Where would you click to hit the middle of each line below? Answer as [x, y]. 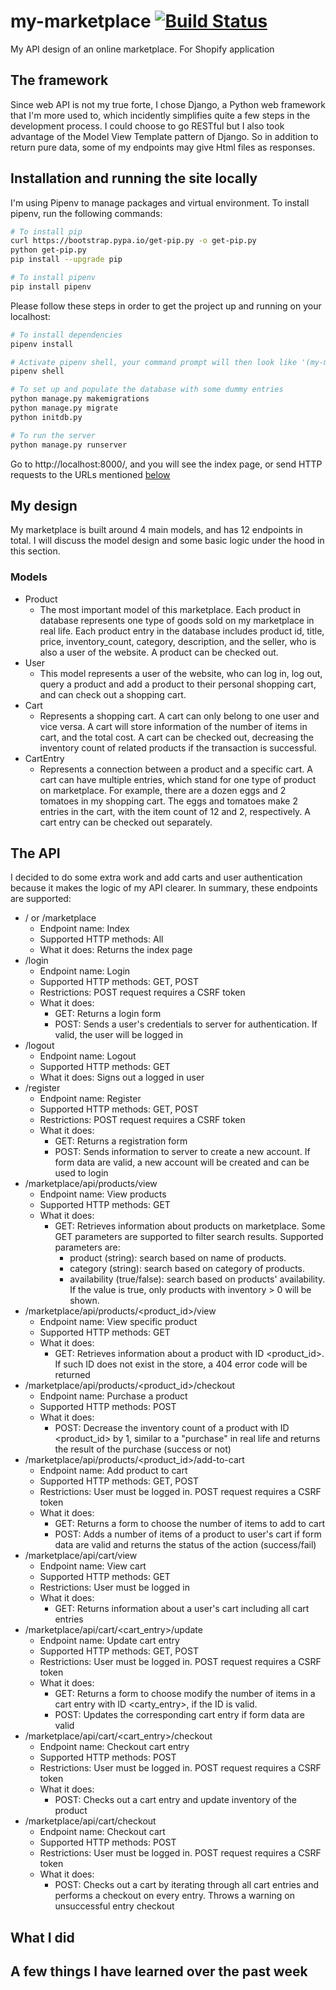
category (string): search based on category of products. [187, 1269]
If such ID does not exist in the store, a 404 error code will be [181, 1364]
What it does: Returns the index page [116, 950]
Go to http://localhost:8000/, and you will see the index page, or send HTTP [166, 464]
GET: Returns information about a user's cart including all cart [182, 1609]
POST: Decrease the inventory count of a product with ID [172, 1428]
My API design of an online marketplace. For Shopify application [142, 49]
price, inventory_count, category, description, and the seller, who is [178, 641]
